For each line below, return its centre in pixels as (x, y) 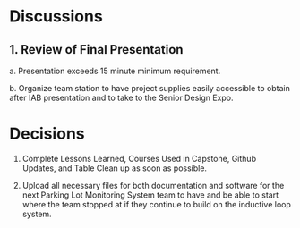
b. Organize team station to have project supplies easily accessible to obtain (150, 88)
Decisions (47, 134)
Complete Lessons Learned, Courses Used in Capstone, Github (139, 158)
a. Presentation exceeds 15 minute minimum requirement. (115, 71)
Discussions (56, 17)
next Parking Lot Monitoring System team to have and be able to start (150, 195)
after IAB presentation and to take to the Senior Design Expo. (122, 97)
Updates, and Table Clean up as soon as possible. (115, 168)
